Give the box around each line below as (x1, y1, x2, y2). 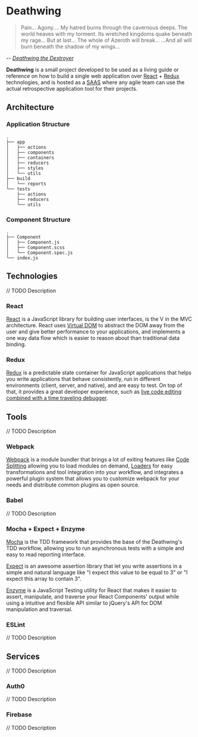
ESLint (6, 620, 26, 628)
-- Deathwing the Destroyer (6, 54, 74, 61)
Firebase (6, 711, 32, 719)
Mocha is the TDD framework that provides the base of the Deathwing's (6, 538, 183, 546)
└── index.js (6, 255, 39, 261)
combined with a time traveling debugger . (6, 395, 108, 402)
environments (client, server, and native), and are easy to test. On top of (6, 382, 183, 389)
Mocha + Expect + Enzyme (6, 525, 85, 533)
